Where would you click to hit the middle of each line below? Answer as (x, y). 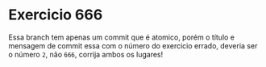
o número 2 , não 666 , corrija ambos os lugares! (86, 54)
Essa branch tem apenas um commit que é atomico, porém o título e (122, 37)
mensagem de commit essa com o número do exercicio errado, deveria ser (133, 45)
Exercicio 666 (56, 15)
